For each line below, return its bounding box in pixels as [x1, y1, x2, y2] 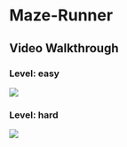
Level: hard [9, 108, 59, 120]
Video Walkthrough [9, 41, 119, 56]
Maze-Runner [9, 5, 114, 26]
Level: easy [9, 67, 60, 80]
